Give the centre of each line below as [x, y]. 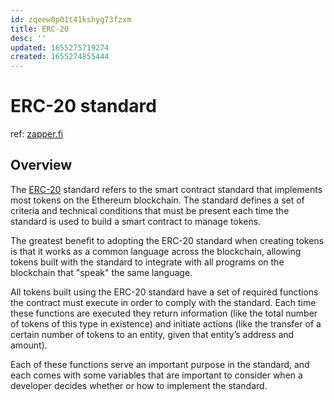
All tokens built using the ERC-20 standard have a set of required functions [164, 292]
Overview [41, 165]
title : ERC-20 [40, 29]
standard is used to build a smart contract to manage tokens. [136, 221]
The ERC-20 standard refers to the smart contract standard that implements [166, 189]
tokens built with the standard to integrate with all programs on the [147, 262]
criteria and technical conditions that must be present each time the [150, 210]
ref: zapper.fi [37, 134]
